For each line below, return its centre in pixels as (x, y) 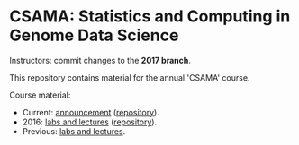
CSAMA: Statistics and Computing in (150, 17)
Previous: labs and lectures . (74, 131)
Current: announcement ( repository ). (91, 112)
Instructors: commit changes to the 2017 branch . (100, 60)
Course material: (40, 95)
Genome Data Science (94, 35)
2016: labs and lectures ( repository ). (90, 122)
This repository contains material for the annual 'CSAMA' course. (130, 77)
